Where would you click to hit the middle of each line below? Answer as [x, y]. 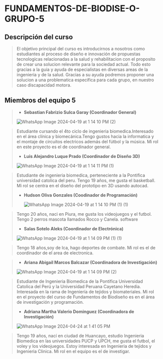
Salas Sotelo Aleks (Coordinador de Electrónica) [74, 228]
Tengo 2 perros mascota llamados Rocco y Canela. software [77, 219]
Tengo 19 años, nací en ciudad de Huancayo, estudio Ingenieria [80, 336]
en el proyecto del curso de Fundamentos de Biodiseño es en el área [85, 297]
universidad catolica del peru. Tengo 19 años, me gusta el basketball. [86, 180]
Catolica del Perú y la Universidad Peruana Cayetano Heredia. [79, 286]
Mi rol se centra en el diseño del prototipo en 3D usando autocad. [82, 185]
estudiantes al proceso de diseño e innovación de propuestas [78, 54]
